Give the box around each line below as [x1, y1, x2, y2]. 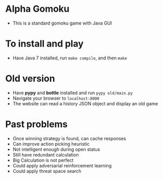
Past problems [5, 119, 68, 130]
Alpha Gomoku [5, 3, 70, 15]
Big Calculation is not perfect [12, 157, 74, 163]
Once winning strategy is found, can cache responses [12, 135, 126, 141]
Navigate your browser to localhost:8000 [12, 95, 99, 101]
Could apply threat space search [12, 168, 81, 174]
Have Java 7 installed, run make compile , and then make [12, 55, 127, 61]
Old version [5, 73, 55, 84]
